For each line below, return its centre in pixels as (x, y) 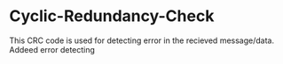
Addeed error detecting (52, 49)
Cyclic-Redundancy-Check (112, 16)
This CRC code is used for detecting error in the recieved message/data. (142, 40)
